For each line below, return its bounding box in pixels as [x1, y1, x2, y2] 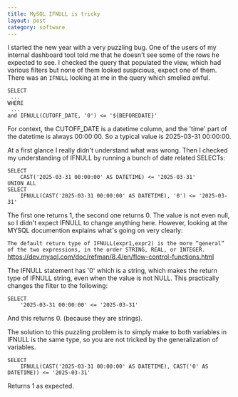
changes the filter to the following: [7, 282, 108, 290]
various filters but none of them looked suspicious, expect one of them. [7, 66, 217, 75]
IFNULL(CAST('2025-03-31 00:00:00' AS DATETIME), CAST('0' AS [20, 363, 209, 371]
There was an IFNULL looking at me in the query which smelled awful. [7, 73, 210, 82]
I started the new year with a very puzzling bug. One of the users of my [7, 43, 217, 52]
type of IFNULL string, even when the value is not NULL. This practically [7, 274, 219, 282]
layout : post [7, 17, 46, 24]
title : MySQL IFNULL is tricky [7, 10, 100, 18]
